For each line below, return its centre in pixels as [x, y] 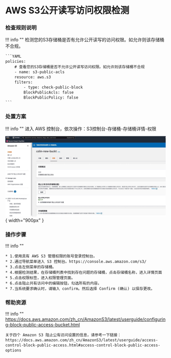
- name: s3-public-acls [40, 72]
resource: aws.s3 [33, 77]
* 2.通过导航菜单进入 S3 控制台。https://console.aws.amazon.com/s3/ [76, 262]
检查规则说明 [21, 28]
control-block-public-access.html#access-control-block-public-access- [83, 345]
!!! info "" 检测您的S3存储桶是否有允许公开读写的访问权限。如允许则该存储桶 [85, 40]
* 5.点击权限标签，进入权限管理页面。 [40, 278]
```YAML [13, 57]
